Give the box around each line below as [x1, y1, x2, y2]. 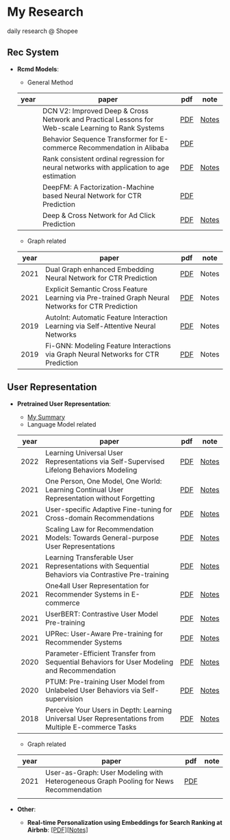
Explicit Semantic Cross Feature [45, 284, 148, 293]
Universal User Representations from [45, 714, 164, 723]
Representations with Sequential [45, 561, 149, 571]
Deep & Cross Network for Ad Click [42, 211, 156, 220]
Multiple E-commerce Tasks [45, 722, 137, 732]
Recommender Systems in [45, 589, 130, 599]
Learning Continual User [45, 485, 124, 494]
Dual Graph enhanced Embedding [45, 265, 154, 274]
